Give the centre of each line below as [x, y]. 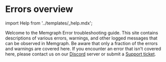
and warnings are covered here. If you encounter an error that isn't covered [83, 48]
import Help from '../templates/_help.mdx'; [49, 23]
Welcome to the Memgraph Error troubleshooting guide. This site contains [82, 32]
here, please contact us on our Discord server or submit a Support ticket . [81, 54]
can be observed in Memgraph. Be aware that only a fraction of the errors [81, 43]
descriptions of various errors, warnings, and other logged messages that [81, 38]
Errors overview [39, 9]
